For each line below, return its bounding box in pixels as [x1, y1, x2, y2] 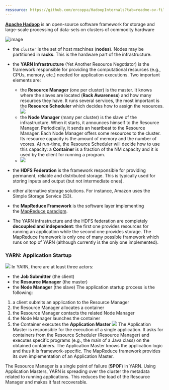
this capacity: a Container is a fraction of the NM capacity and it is [20, 146, 158, 152]
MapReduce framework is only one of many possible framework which [12, 234, 159, 240]
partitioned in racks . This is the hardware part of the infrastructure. [12, 51, 152, 57]
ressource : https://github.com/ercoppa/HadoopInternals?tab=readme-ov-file [5, 7, 167, 13]
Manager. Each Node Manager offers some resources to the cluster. [20, 130, 161, 136]
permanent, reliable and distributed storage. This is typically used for [12, 172, 156, 178]
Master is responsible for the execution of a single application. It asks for [12, 326, 163, 332]
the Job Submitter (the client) [12, 273, 74, 279]
